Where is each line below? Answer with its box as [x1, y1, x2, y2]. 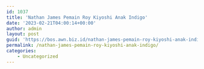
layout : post [6, 31, 39, 37]
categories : [6, 48, 36, 54]
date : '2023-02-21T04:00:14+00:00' [6, 20, 97, 26]
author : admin [6, 25, 42, 32]
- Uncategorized [17, 53, 59, 59]
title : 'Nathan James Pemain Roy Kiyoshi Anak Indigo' [6, 14, 148, 20]
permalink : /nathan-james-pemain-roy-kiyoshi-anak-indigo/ [6, 43, 159, 49]
